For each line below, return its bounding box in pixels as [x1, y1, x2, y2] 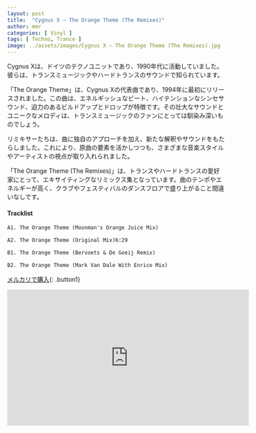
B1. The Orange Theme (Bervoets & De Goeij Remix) [7, 249, 156, 256]
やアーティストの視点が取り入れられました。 [7, 152, 134, 160]
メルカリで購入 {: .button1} [7, 275, 81, 284]
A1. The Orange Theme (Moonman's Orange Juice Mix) [7, 224, 159, 232]
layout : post [7, 10, 45, 17]
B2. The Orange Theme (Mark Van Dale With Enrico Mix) [7, 261, 168, 268]
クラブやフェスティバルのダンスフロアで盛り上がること [55, 184, 213, 192]
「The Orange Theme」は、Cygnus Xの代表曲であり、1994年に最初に [7, 86, 207, 93]
